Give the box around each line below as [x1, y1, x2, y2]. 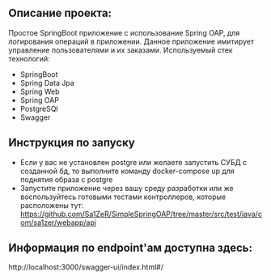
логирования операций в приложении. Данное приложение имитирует [8, 36, 255, 46]
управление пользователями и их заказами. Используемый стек [8, 45, 233, 55]
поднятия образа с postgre [19, 174, 113, 185]
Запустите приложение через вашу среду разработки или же [19, 183, 234, 193]
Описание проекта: [8, 6, 112, 20]
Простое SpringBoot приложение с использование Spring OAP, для [8, 28, 240, 37]
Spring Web [19, 87, 60, 96]
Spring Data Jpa [19, 78, 74, 87]
